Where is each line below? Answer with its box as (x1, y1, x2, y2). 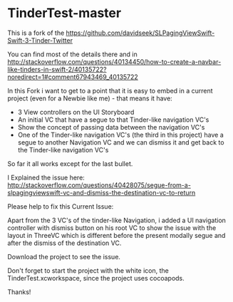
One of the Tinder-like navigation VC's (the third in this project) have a (17, 130, 224, 139)
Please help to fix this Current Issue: (7, 202, 114, 211)
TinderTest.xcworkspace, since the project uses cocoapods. (7, 274, 185, 282)
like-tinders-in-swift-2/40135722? (7, 65, 107, 73)
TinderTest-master (7, 5, 122, 21)
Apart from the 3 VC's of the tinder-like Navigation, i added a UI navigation (7, 216, 227, 224)
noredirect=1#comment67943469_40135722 (7, 73, 139, 81)
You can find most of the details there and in (7, 50, 138, 58)
